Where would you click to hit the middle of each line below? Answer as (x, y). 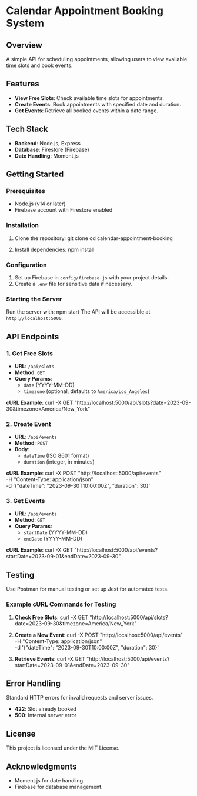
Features (23, 84)
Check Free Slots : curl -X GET (51, 617)
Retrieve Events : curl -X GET (50, 659)
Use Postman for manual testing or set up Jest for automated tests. (87, 589)
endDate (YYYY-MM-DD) (53, 539)
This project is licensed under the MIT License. (63, 748)
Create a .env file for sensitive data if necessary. (73, 284)
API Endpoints (33, 337)
